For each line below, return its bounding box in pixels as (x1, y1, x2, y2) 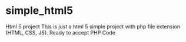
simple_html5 (5, 4, 74, 17)
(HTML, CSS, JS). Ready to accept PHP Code (5, 29, 116, 36)
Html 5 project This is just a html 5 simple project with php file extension (5, 23, 181, 30)
